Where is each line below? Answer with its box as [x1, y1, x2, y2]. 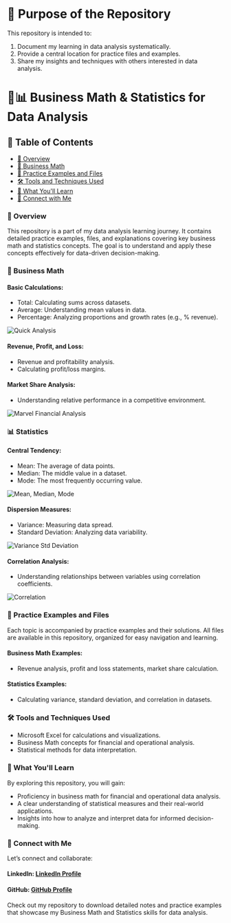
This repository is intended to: [7, 29, 92, 37]
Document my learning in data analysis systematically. [16, 42, 171, 50]
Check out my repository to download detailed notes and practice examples [7, 901, 222, 909]
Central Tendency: [7, 447, 62, 455]
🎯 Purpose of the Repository [7, 6, 171, 22]
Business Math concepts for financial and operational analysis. [16, 739, 195, 747]
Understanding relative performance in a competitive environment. [16, 396, 206, 404]
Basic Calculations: [7, 283, 64, 291]
